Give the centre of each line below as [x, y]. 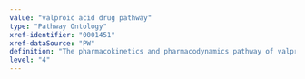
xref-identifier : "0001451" [63, 35]
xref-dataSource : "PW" [52, 43]
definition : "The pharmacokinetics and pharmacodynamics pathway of [142, 52]
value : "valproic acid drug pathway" [81, 18]
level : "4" [30, 60]
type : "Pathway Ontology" [58, 26]
